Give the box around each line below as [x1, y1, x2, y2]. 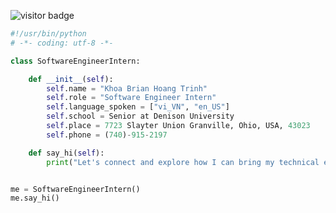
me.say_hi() [10, 193, 60, 204]
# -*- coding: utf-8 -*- [10, 38, 114, 48]
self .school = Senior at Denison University [46, 111, 235, 122]
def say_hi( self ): [28, 148, 105, 158]
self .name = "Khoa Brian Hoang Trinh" [46, 83, 208, 94]
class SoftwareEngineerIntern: [10, 56, 141, 66]
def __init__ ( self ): [28, 74, 114, 84]
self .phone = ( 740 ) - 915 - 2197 [46, 130, 168, 140]
